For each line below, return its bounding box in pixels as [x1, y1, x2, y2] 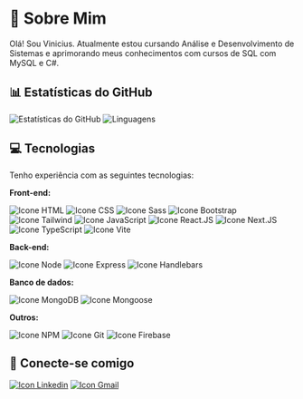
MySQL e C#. [9, 57, 60, 68]
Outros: [9, 312, 39, 323]
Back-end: [9, 241, 50, 252]
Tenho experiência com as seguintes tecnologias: [9, 170, 194, 180]
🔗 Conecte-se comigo [9, 355, 135, 371]
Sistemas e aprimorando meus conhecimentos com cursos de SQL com [9, 47, 277, 58]
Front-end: [9, 187, 52, 198]
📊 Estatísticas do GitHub [9, 85, 153, 101]
